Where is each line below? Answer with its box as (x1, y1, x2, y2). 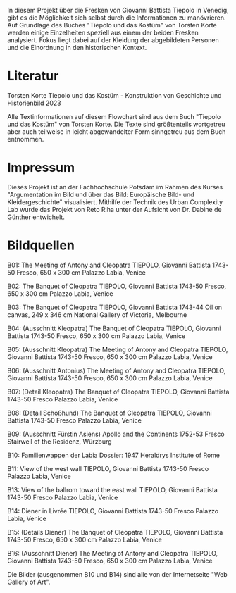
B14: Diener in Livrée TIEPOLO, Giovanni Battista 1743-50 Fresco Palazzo (7, 506, 219, 515)
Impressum (7, 160, 75, 175)
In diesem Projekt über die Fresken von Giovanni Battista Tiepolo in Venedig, (7, 6, 229, 14)
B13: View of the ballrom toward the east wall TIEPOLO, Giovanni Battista (7, 485, 218, 494)
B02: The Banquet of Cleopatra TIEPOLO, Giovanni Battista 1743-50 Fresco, (7, 282, 227, 290)
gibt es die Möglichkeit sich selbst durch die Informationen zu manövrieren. (7, 13, 226, 22)
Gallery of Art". (7, 578, 51, 586)
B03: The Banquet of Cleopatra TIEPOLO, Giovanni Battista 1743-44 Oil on (7, 303, 223, 311)
